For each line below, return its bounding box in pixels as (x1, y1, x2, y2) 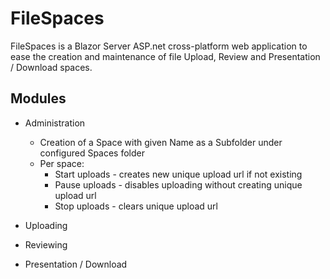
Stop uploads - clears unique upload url (54, 200, 218, 212)
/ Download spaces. (10, 61, 93, 73)
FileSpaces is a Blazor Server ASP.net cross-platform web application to (10, 40, 308, 52)
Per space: (39, 157, 85, 169)
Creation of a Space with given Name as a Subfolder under (39, 136, 283, 148)
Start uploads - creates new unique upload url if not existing (54, 168, 303, 180)
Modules (10, 90, 67, 107)
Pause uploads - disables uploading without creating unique (54, 178, 303, 191)
